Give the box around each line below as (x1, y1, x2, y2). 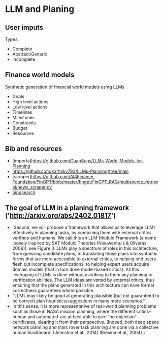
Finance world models (5, 71, 75, 79)
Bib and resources (5, 145, 63, 153)
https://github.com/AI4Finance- (31, 173, 96, 179)
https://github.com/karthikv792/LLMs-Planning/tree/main (12, 168, 129, 174)
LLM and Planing (5, 3, 75, 15)
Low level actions (12, 104, 48, 110)
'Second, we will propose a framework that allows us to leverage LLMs (12, 224, 156, 231)
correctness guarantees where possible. (12, 288, 95, 293)
